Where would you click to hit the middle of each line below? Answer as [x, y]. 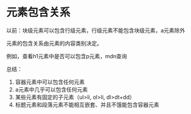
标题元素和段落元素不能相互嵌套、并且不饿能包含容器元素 [87, 104]
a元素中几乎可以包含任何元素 [51, 89]
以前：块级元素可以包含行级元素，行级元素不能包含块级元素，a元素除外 [96, 30]
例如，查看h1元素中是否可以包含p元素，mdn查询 [67, 56]
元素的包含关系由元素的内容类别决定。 [54, 43]
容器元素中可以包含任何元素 [50, 82]
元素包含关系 [39, 12]
